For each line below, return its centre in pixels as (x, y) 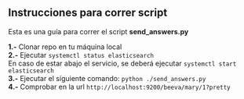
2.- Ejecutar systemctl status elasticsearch (81, 55)
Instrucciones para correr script (88, 13)
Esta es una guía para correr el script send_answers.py (98, 31)
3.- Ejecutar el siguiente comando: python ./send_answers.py (107, 78)
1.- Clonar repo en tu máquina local (65, 47)
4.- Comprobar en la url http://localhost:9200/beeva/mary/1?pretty (120, 87)
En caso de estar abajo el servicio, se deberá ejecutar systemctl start (122, 63)
